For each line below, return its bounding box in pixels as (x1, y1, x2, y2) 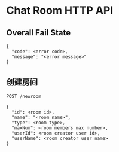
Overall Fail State (6, 28, 71, 38)
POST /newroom (6, 93, 42, 99)
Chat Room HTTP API (6, 4, 114, 17)
